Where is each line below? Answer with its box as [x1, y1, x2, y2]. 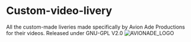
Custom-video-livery [6, 4, 113, 17]
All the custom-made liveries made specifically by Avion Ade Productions [6, 23, 185, 30]
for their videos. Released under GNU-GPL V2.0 [6, 29, 123, 36]
